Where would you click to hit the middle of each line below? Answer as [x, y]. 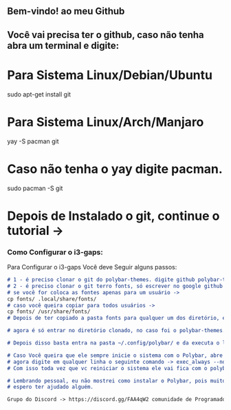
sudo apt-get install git [39, 94]
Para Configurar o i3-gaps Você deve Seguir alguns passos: [92, 267]
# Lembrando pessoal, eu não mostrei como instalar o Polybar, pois [107, 381]
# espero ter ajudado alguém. [51, 387]
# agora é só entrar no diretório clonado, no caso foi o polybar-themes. [117, 331]
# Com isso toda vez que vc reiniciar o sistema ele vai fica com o [107, 368]
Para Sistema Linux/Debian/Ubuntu [110, 75]
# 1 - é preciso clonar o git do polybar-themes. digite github [101, 280]
